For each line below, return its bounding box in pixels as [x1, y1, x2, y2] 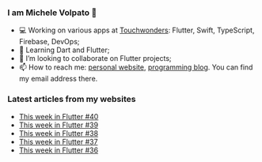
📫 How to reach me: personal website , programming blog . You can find [18, 62, 253, 72]
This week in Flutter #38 [18, 128, 99, 138]
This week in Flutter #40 [18, 111, 99, 121]
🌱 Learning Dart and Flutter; [18, 45, 110, 55]
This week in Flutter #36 [18, 145, 99, 155]
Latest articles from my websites [7, 94, 136, 105]
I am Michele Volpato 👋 [7, 7, 97, 18]
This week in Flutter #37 [18, 137, 98, 146]
